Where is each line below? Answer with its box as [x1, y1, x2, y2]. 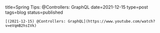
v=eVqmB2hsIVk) [5, 23, 37, 28]
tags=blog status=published [5, 9, 63, 15]
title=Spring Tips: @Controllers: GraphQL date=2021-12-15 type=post [5, 4, 148, 10]
